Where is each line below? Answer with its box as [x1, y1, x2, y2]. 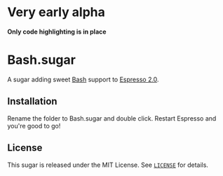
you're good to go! [7, 121, 61, 130]
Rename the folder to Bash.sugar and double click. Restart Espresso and [7, 114, 217, 123]
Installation [7, 95, 58, 107]
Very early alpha [7, 4, 105, 20]
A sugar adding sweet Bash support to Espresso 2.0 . [7, 75, 159, 83]
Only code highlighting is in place [7, 27, 107, 36]
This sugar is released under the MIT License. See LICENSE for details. [7, 161, 209, 169]
